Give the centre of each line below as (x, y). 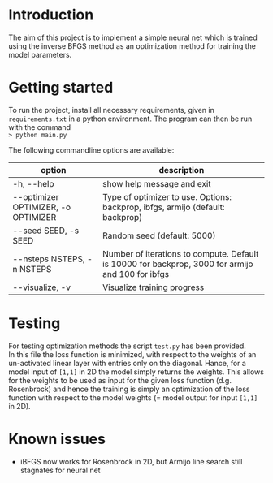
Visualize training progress (154, 287)
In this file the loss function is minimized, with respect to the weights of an (132, 354)
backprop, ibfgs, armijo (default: (164, 207)
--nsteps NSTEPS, (49, 259)
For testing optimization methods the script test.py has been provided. (127, 346)
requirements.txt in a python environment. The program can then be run (130, 119)
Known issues (57, 439)
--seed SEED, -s (46, 231)
